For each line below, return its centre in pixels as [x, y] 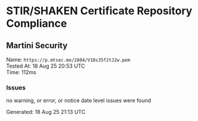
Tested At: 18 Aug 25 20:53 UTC [45, 66]
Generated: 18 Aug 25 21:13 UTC [46, 112]
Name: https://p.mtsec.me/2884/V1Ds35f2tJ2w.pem [68, 60]
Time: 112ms [21, 72]
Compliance [37, 23]
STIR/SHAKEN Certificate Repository [99, 11]
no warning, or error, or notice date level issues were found [79, 101]
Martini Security [37, 45]
